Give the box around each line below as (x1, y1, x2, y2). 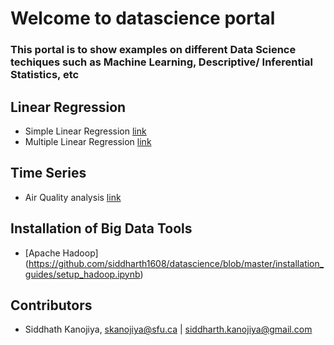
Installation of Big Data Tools (10, 220, 193, 237)
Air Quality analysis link (24, 191, 122, 203)
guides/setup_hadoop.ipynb (24, 268, 141, 280)
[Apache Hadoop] (24, 247, 99, 259)
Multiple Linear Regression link (24, 135, 152, 147)
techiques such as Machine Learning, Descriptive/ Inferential (10, 55, 313, 69)
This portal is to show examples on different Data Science (10, 43, 297, 57)
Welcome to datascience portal (10, 7, 276, 30)
